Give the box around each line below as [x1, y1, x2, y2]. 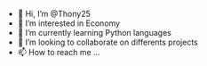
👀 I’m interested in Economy [17, 18, 121, 29]
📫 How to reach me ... [17, 47, 100, 57]
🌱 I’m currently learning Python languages [17, 28, 171, 37]
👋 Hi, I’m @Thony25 [17, 9, 92, 19]
